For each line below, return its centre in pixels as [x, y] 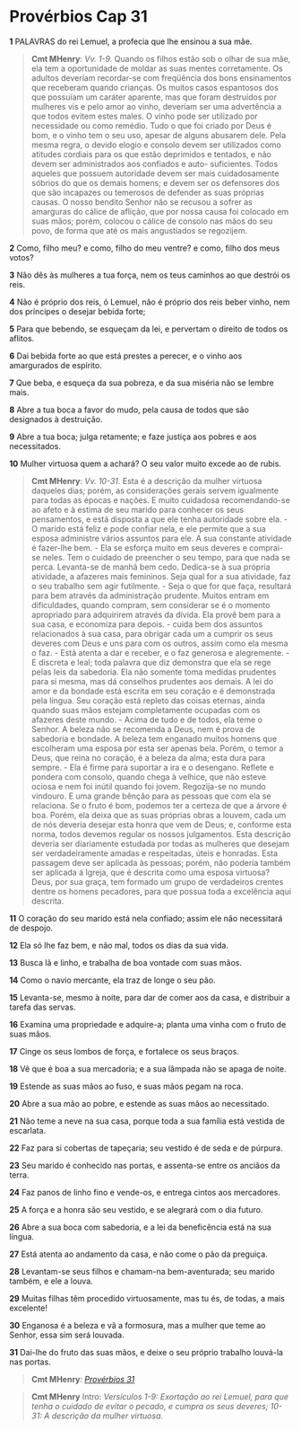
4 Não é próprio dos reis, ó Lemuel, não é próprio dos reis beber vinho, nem [150, 302]
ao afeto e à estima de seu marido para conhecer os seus [138, 509]
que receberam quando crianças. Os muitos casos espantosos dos [155, 87]
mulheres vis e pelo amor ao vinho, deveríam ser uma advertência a [156, 106]
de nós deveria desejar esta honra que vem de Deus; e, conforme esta [161, 825]
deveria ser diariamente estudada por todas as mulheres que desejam [160, 843]
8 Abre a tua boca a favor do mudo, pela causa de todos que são [129, 410]
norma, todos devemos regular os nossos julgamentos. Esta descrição [161, 834]
